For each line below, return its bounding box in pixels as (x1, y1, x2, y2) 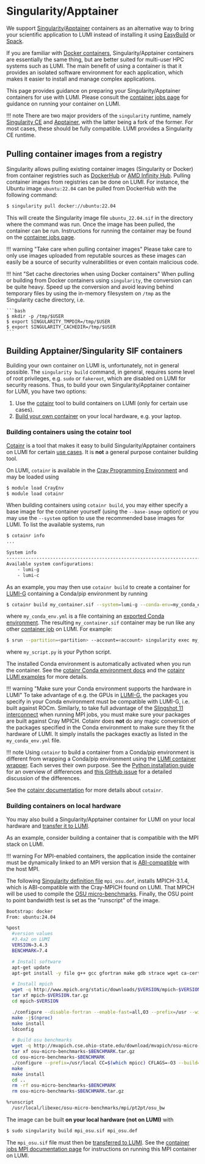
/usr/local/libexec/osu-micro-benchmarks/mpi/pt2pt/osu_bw (12, 1105, 165, 1112)
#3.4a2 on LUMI (12, 936, 51, 942)
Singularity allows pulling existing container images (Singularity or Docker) (6, 165, 193, 172)
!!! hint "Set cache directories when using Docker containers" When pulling (6, 270, 195, 277)
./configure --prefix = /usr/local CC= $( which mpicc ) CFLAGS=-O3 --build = (12, 1060, 201, 1066)
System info (6, 549, 37, 556)
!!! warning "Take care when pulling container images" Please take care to (6, 245, 192, 253)
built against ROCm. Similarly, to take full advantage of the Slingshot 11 (6, 704, 184, 712)
